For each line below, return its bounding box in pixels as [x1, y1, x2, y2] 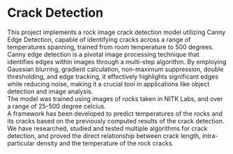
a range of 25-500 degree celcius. [7, 102, 106, 110]
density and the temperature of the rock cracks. [36, 139, 174, 147]
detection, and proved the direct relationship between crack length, [7, 131, 201, 140]
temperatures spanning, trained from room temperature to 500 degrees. [7, 43, 214, 51]
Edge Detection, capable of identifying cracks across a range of [7, 35, 191, 43]
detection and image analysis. [7, 87, 93, 95]
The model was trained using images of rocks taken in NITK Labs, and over [7, 94, 223, 102]
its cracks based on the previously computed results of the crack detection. [7, 116, 225, 125]
